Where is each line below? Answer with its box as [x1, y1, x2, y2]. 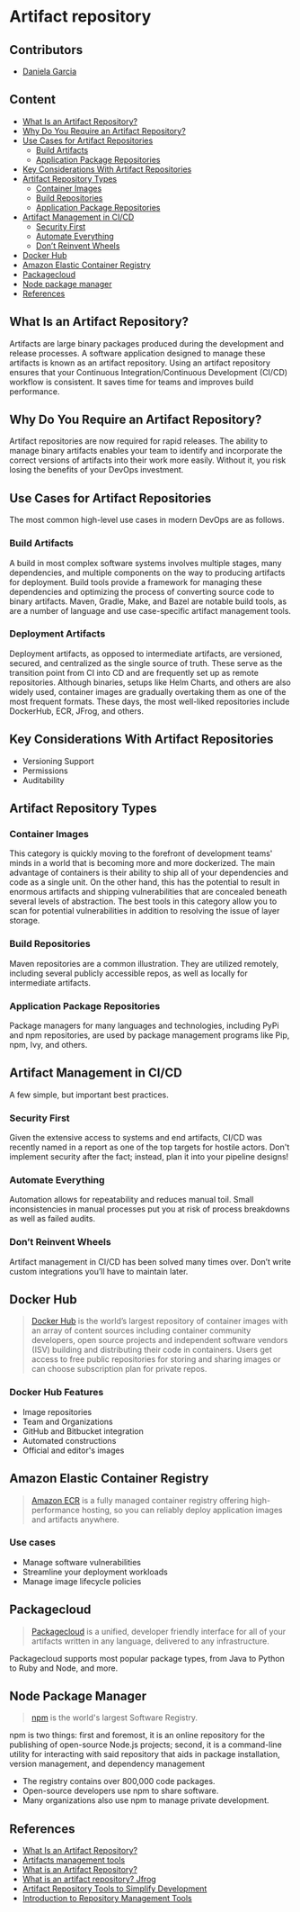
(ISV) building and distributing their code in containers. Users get [31, 1344, 272, 1356]
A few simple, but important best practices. [9, 1089, 169, 1100]
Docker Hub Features [9, 1386, 104, 1399]
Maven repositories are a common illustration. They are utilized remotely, [9, 958, 279, 969]
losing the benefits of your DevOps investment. [9, 464, 184, 475]
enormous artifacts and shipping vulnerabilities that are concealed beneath [9, 887, 287, 897]
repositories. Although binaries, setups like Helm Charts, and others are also [9, 677, 292, 688]
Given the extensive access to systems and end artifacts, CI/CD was [9, 1132, 262, 1143]
